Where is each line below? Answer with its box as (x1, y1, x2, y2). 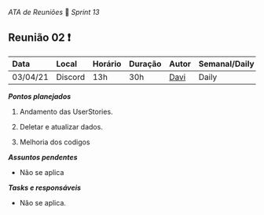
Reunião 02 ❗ (8, 31, 71, 45)
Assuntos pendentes (8, 152, 78, 162)
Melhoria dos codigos (19, 137, 90, 147)
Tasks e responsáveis (8, 183, 81, 192)
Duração (129, 58, 162, 69)
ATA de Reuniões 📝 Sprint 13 (8, 8, 100, 16)
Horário (92, 58, 122, 69)
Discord (56, 71, 85, 82)
